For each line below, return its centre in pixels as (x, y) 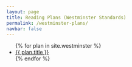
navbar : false (24, 29)
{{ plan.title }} (32, 53)
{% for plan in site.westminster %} (58, 46)
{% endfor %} (33, 59)
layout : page (23, 12)
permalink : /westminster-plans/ (47, 23)
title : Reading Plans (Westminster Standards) (66, 18)
